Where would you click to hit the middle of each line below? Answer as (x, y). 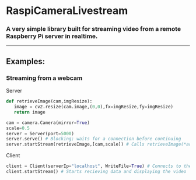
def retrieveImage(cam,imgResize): (49, 101)
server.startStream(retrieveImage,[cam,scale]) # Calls (75, 144)
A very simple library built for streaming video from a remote (94, 29)
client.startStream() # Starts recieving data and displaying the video (96, 172)
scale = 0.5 (18, 128)
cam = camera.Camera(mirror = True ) (48, 123)
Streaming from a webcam (44, 78)
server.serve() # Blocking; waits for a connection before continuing (94, 139)
